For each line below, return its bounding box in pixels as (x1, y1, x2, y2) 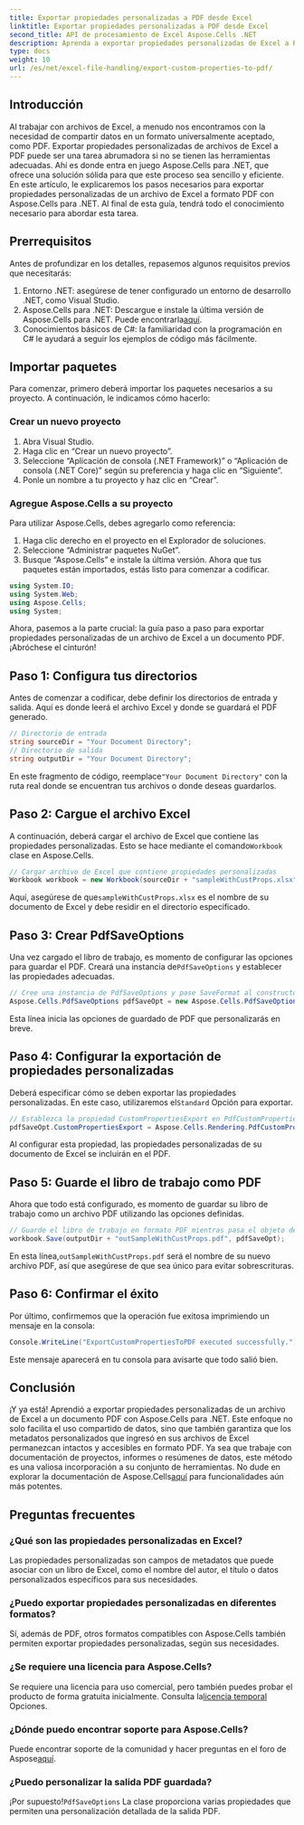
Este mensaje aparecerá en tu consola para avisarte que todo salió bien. (9, 1354, 279, 1365)
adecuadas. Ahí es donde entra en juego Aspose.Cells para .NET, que (9, 159, 270, 170)
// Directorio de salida (9, 745, 103, 755)
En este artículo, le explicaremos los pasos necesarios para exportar (9, 178, 265, 190)
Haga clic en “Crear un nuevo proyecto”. (22, 445, 173, 457)
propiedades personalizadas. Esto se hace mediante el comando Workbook (9, 840, 283, 851)
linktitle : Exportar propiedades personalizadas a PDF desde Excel (9, 22, 270, 31)
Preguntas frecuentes (9, 1507, 136, 1522)
